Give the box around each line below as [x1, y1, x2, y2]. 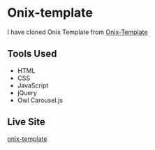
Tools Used [7, 48, 57, 60]
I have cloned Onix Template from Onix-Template [7, 28, 148, 36]
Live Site [7, 116, 45, 128]
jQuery [17, 88, 37, 97]
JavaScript [17, 81, 49, 90]
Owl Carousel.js [17, 96, 63, 104]
